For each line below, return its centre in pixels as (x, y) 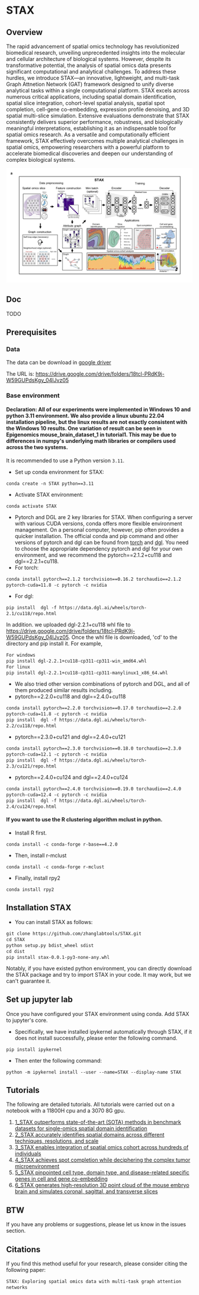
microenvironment (37, 1166)
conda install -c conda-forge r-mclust (55, 867)
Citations (23, 1249)
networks (17, 1287)
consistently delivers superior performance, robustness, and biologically (94, 122)
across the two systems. (37, 447)
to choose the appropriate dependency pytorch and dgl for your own (98, 548)
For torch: (27, 567)
